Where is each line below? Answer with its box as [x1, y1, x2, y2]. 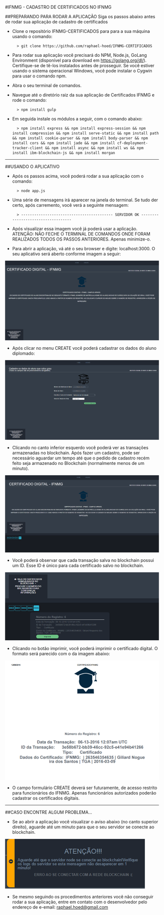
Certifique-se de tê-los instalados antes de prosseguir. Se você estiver [12, 63, 155, 68]
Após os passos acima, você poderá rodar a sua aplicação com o [12, 173, 144, 179]
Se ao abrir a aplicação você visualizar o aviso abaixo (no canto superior [12, 819, 159, 825]
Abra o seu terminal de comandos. [12, 83, 82, 88]
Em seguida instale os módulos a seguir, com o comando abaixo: [12, 116, 143, 121]
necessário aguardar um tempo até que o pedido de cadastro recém [12, 455, 150, 461]
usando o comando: [12, 34, 53, 39]
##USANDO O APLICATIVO [5, 164, 60, 169]
